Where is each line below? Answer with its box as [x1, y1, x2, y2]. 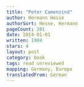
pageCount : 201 [6, 26, 45, 32]
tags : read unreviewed [6, 60, 64, 66]
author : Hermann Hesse [6, 15, 64, 21]
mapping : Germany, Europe [6, 66, 72, 72]
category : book [6, 55, 45, 61]
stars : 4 [6, 43, 29, 50]
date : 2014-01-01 [6, 32, 51, 38]
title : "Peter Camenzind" [6, 9, 72, 15]
